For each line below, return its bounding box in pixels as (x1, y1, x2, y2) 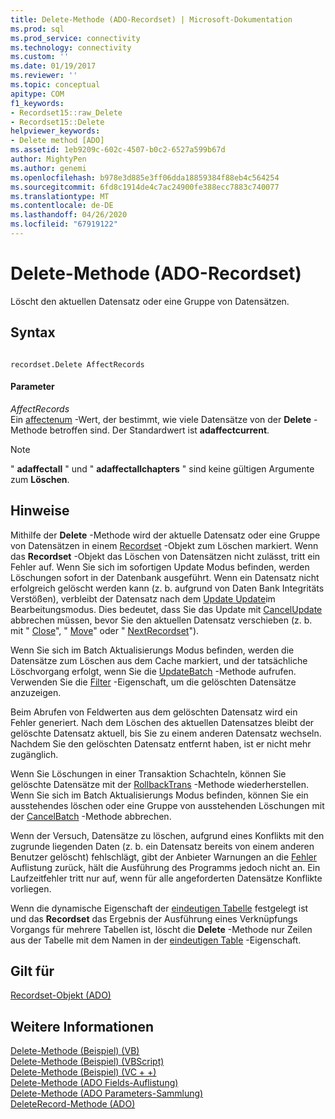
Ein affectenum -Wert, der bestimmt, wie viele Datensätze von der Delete (10, 413, 312, 425)
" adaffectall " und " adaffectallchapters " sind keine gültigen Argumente (10, 462, 315, 475)
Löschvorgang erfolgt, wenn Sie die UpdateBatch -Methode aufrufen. (10, 665, 297, 677)
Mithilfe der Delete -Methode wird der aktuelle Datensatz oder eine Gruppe (10, 529, 321, 541)
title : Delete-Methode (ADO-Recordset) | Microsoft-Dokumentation (10, 14, 293, 25)
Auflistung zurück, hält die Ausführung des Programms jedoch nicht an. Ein (10, 861, 321, 873)
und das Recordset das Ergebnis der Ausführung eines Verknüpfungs (10, 912, 298, 925)
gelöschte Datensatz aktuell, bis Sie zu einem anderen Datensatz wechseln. (10, 727, 322, 739)
